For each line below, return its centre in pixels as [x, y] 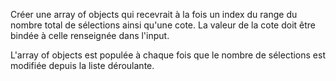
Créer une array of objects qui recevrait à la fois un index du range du [154, 14]
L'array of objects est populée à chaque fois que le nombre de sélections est [168, 55]
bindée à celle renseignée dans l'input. [90, 35]
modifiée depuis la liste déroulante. [82, 65]
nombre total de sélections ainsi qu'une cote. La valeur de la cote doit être [163, 25]
